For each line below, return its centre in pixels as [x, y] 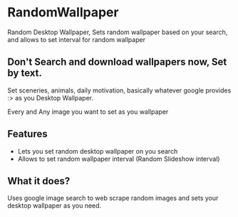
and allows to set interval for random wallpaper [77, 39]
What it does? [39, 181]
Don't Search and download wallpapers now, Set [117, 62]
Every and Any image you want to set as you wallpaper [88, 112]
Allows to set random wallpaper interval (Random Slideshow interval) [119, 159]
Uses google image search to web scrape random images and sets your [113, 198]
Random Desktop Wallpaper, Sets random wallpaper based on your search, [118, 32]
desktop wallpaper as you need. [55, 206]
